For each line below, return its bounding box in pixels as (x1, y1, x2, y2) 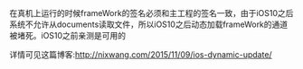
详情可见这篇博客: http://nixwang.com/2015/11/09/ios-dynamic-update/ (9, 49, 273, 60)
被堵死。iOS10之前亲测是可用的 (9, 30, 127, 40)
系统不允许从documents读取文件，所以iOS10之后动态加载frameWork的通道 (9, 19, 289, 30)
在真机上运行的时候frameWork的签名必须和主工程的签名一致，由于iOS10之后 (9, 8, 294, 18)
